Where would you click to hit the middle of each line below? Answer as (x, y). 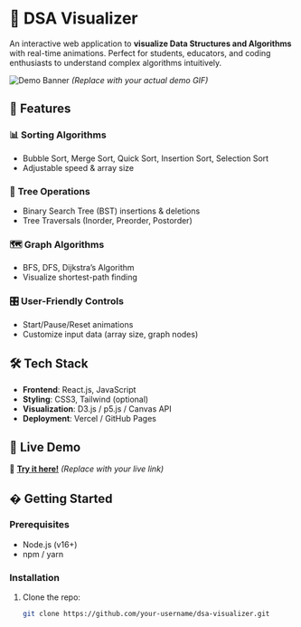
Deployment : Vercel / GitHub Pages (89, 419)
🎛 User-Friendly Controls (67, 301)
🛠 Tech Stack (49, 363)
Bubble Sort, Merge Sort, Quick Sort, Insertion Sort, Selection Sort (146, 158)
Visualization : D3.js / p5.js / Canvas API (97, 409)
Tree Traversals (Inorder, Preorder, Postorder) (107, 220)
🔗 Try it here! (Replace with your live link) (87, 469)
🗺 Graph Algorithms (57, 244)
